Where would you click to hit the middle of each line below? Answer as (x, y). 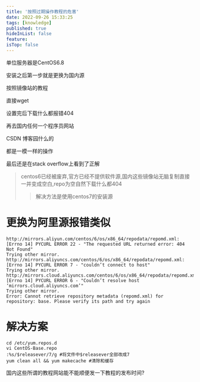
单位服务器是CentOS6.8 (35, 62)
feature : (17, 39)
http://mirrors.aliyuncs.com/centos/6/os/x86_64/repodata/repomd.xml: (96, 259)
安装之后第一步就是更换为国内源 (45, 75)
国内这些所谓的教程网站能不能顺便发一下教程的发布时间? (75, 372)
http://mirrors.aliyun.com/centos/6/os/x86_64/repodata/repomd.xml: (93, 239)
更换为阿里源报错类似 (59, 223)
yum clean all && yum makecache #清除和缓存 (60, 361)
